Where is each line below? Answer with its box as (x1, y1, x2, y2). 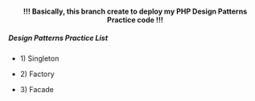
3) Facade (19, 84, 55, 94)
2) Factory (19, 69, 55, 79)
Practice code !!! (107, 14, 163, 24)
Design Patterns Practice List (8, 33, 109, 43)
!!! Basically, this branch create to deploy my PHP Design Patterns (23, 6, 248, 16)
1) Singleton (19, 53, 60, 63)
